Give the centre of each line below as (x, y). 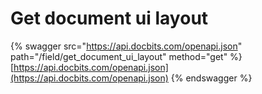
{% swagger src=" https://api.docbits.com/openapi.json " (126, 46)
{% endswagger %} (211, 78)
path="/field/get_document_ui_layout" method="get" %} (126, 56)
